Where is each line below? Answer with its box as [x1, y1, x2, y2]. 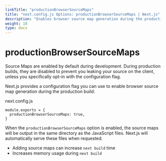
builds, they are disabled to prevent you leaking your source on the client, [5, 69, 155, 75]
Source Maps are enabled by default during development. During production [5, 63, 161, 69]
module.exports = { [5, 108, 45, 113]
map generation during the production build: [5, 88, 95, 94]
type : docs [5, 26, 28, 31]
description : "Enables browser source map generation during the [5, 16, 142, 21]
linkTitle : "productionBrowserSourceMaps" [5, 7, 94, 12]
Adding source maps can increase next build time [12, 145, 116, 151]
